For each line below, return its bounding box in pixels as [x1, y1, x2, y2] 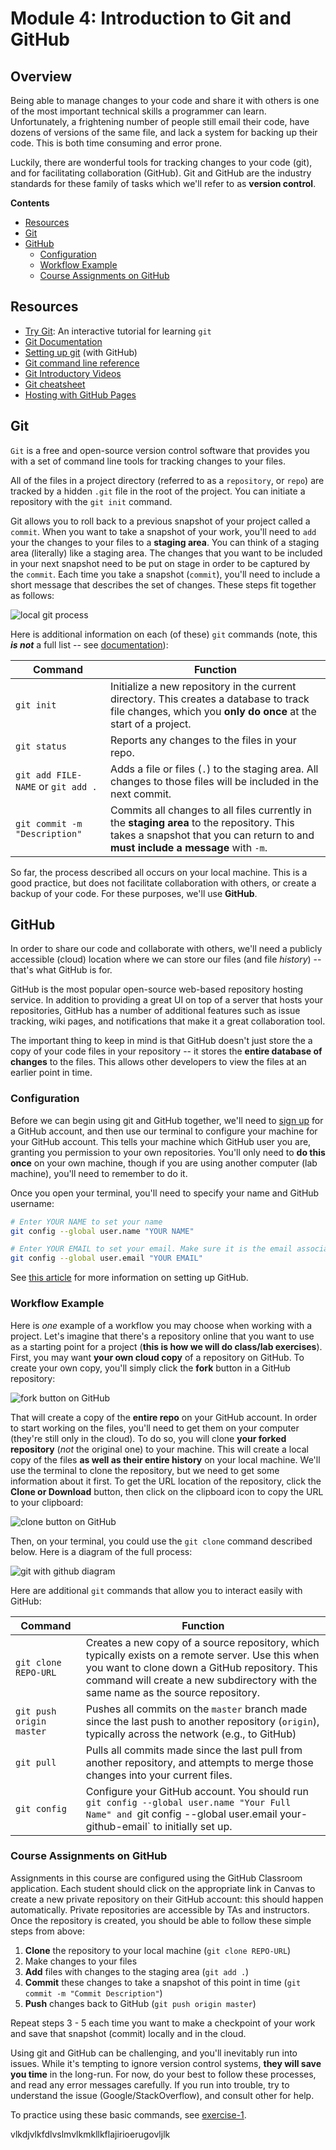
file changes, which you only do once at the [109, 704, 317, 718]
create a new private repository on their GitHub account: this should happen [10, 1893, 324, 1905]
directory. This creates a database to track [109, 692, 310, 706]
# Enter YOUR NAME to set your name [10, 1217, 163, 1227]
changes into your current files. [85, 1768, 233, 1782]
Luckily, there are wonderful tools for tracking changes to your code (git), [10, 157, 313, 168]
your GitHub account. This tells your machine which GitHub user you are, [10, 1135, 312, 1147]
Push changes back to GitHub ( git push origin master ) [24, 1997, 257, 2009]
